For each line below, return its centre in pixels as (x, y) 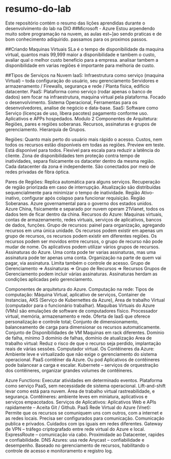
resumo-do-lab (38, 9)
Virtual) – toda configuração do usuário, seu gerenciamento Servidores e (82, 81)
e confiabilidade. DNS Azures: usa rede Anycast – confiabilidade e (75, 440)
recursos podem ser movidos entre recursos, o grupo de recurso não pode (84, 241)
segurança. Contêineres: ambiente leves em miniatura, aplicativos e (77, 396)
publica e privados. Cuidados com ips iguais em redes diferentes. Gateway (84, 423)
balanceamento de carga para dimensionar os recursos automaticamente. (83, 327)
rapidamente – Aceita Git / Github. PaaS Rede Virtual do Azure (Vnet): (78, 407)
